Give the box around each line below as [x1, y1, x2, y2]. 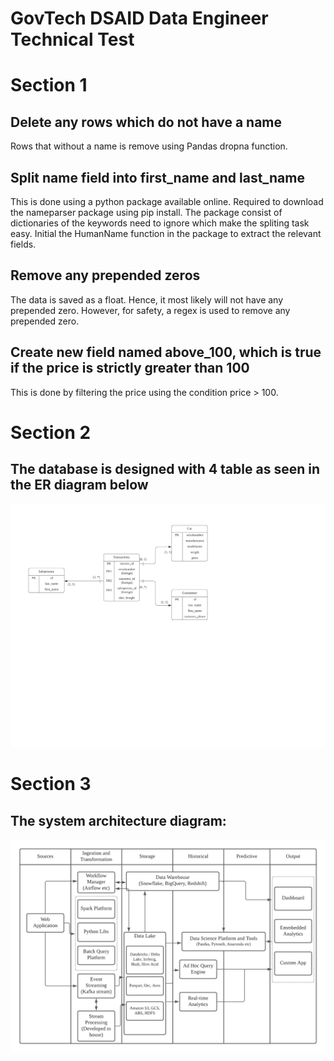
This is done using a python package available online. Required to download [10, 196, 324, 207]
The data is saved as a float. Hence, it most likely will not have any [10, 293, 284, 306]
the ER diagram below [10, 477, 149, 494]
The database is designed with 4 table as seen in [10, 461, 320, 478]
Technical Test [10, 28, 135, 51]
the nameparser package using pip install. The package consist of [10, 207, 283, 218]
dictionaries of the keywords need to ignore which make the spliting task [10, 217, 310, 229]
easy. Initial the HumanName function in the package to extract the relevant [10, 228, 322, 239]
